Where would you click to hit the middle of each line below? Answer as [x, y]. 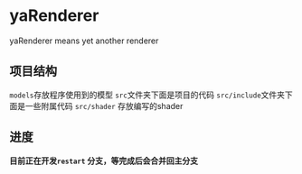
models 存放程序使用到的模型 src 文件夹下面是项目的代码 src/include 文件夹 [147, 95]
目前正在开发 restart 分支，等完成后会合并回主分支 [104, 160]
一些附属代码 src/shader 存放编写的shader [104, 105]
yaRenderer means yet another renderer [84, 41]
